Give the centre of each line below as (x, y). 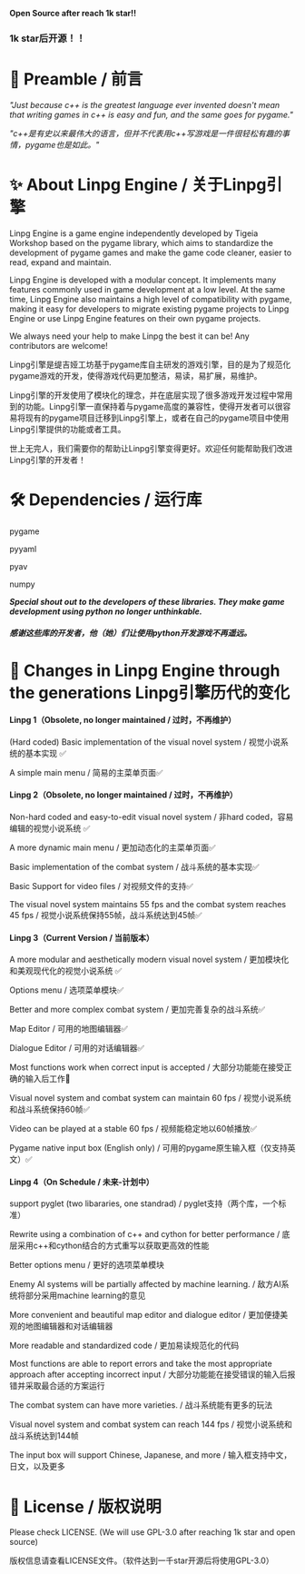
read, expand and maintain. (60, 262)
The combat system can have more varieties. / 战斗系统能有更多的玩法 (141, 1405)
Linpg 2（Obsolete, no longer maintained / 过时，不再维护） (123, 795)
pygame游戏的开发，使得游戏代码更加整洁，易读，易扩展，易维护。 (136, 375)
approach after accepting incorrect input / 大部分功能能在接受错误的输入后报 (152, 1374)
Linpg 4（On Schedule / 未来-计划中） (82, 1182)
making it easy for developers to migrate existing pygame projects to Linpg (149, 309)
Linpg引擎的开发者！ (48, 460)
